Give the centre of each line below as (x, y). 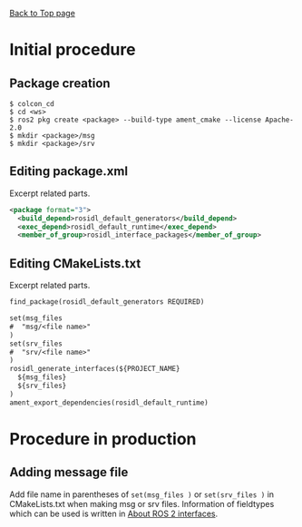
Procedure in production (103, 439)
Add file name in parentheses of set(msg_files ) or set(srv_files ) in (142, 494)
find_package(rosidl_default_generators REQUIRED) (107, 302)
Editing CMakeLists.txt (75, 263)
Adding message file (69, 472)
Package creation (60, 83)
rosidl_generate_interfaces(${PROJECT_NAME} (95, 369)
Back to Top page (42, 13)
